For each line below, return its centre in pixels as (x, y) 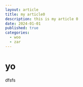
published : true (22, 28)
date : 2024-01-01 (23, 23)
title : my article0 (25, 14)
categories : (17, 33)
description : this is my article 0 (42, 19)
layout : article (22, 10)
